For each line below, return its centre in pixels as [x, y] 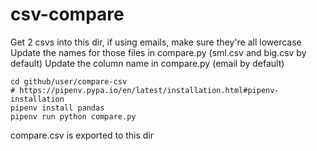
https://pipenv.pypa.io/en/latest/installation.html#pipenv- [149, 90]
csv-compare [67, 14]
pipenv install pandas [57, 108]
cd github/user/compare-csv [69, 81]
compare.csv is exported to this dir [82, 135]
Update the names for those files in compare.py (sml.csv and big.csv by [158, 52]
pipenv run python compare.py [73, 116]
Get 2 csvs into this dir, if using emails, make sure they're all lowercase [156, 42]
